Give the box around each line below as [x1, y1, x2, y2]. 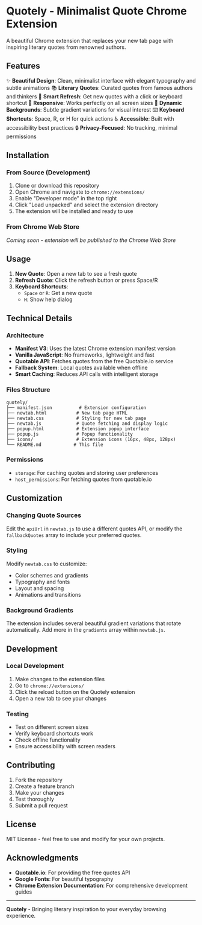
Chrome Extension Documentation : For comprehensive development [14, 882, 188, 889]
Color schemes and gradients [14, 571, 88, 579]
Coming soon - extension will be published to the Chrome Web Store [6, 237, 176, 244]
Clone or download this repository [14, 182, 100, 189]
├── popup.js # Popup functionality [6, 431, 133, 437]
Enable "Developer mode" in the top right [14, 195, 117, 202]
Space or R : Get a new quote [23, 289, 93, 296]
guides [14, 888, 32, 895]
